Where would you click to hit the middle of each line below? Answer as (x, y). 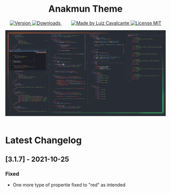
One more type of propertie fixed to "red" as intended (69, 185)
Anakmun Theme (85, 9)
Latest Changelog (44, 140)
